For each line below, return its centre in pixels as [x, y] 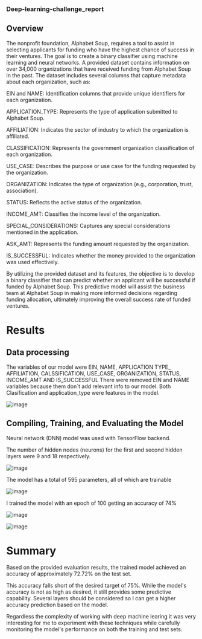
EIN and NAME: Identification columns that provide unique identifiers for [96, 93]
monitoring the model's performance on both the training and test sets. [94, 629]
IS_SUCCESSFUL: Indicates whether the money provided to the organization [101, 255]
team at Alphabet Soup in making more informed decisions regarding [92, 293]
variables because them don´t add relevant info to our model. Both [89, 386]
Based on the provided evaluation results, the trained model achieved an [96, 568]
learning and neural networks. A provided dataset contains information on [98, 62]
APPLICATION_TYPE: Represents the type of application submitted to [92, 111]
